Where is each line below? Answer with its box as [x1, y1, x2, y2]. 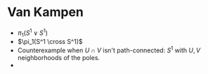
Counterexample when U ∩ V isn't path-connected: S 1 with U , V [17, 45, 201, 54]
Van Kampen [7, 4, 84, 20]
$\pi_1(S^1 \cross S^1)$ [17, 38, 83, 46]
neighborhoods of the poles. [17, 54, 100, 62]
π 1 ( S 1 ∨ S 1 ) [17, 27, 48, 38]
